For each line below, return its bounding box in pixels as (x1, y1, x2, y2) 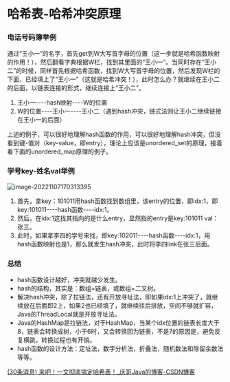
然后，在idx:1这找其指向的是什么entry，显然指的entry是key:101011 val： (16, 214, 219, 222)
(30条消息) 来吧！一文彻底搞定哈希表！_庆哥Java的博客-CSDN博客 (7, 368, 196, 376)
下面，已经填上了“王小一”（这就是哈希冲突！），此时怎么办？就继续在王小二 (7, 75, 220, 83)
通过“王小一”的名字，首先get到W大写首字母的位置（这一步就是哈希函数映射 (7, 50, 220, 58)
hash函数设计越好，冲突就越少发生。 (16, 276, 122, 284)
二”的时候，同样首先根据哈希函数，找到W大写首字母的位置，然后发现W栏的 (7, 67, 220, 75)
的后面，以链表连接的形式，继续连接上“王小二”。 (7, 84, 146, 92)
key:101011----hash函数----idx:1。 (16, 205, 113, 213)
